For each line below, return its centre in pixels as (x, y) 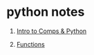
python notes (46, 12)
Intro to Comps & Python (51, 31)
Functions (31, 44)
